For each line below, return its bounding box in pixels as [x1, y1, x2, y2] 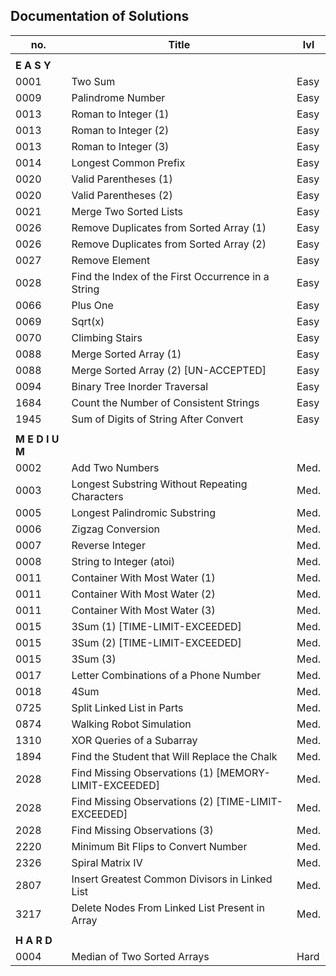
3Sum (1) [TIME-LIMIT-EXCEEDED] [71, 619, 242, 633]
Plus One [71, 298, 114, 312]
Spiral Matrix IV [71, 855, 143, 869]
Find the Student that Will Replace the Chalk [71, 749, 278, 763]
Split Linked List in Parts [71, 700, 184, 714]
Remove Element [71, 253, 151, 267]
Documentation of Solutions [10, 8, 190, 25]
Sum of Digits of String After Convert [71, 412, 244, 426]
